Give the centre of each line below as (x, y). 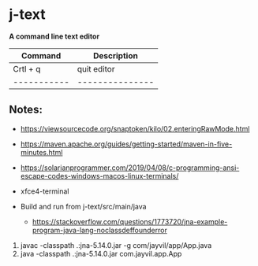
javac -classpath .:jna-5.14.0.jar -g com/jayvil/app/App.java (116, 245)
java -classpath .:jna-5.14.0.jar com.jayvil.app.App (101, 253)
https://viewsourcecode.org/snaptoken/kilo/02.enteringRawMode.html (135, 128)
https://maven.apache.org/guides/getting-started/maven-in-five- (126, 144)
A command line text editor (54, 36)
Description (116, 55)
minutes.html (41, 152)
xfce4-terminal (45, 191)
